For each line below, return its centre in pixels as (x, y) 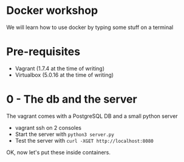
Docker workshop (52, 11)
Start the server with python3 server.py (64, 134)
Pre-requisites (43, 52)
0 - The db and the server (72, 99)
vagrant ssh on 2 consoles (48, 128)
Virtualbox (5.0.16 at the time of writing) (64, 75)
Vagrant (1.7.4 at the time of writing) (60, 68)
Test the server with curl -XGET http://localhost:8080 (84, 140)
